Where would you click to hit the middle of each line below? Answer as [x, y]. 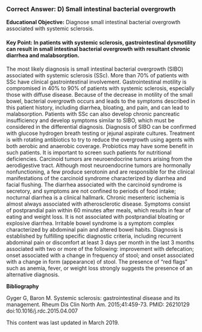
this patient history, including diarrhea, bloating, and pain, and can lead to [98, 107]
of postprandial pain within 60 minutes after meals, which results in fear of [99, 210]
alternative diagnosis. [33, 275]
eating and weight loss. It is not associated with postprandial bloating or [96, 216]
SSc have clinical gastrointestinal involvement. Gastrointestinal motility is [96, 82]
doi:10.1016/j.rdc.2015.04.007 [42, 311]
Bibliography [23, 286]
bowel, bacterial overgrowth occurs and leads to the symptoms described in [101, 101]
